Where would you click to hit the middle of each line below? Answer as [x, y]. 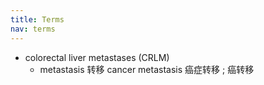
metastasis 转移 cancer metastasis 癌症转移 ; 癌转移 [147, 69]
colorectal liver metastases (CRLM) [97, 57]
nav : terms [33, 29]
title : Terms [37, 19]
